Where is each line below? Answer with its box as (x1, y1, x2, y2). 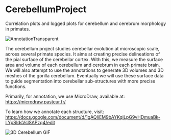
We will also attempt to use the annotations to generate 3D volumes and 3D (5, 67, 164, 73)
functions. (5, 83, 27, 90)
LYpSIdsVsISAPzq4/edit (5, 119, 55, 125)
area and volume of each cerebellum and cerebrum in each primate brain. (5, 62, 160, 68)
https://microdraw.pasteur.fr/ (5, 98, 66, 105)
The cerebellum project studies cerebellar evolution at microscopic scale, (5, 45, 160, 51)
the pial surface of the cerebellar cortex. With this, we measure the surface (5, 56, 163, 62)
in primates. (5, 25, 31, 32)
